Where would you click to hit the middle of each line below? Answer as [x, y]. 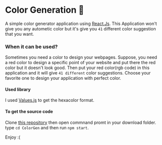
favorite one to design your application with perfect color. [63, 78]
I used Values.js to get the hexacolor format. [50, 100]
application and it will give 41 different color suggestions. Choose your [78, 73]
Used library [18, 89]
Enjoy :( [13, 137]
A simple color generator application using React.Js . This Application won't [81, 24]
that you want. [20, 34]
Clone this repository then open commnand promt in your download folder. [81, 122]
